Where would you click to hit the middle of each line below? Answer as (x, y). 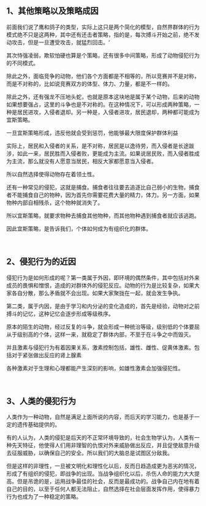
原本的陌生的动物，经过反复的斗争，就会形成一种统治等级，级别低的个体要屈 (103, 326)
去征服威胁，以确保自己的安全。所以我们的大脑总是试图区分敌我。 (90, 453)
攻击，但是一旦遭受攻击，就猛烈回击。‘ (61, 42)
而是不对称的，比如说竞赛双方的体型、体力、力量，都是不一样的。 (90, 83)
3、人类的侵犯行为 (41, 401)
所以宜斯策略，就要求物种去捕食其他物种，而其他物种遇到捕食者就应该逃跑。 (103, 215)
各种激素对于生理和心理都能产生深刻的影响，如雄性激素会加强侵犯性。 (95, 368)
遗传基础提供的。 (38, 424)
